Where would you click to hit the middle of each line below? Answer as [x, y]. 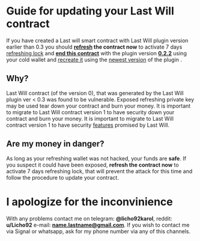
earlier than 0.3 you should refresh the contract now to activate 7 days [94, 47]
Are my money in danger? [55, 144]
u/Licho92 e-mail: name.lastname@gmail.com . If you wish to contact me [98, 225]
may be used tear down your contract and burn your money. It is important [98, 106]
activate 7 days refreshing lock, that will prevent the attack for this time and [99, 171]
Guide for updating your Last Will [90, 11]
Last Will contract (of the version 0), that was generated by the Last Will [95, 93]
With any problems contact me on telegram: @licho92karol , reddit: [89, 218]
